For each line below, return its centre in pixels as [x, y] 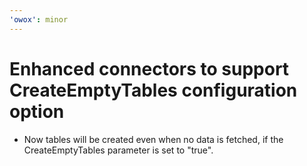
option [37, 111]
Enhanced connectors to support [149, 68]
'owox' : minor [39, 19]
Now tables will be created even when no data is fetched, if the [153, 139]
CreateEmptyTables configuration [153, 90]
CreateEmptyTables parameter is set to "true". [118, 150]
